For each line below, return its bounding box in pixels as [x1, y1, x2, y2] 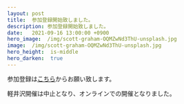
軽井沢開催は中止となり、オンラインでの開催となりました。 [7, 89, 176, 97]
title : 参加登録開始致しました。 [7, 17, 94, 23]
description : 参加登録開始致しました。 [7, 23, 109, 30]
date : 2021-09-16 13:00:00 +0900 [7, 29, 110, 37]
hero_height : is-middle [7, 49, 79, 56]
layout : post [7, 10, 45, 17]
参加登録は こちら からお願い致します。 [7, 74, 116, 83]
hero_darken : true [7, 55, 63, 62]
